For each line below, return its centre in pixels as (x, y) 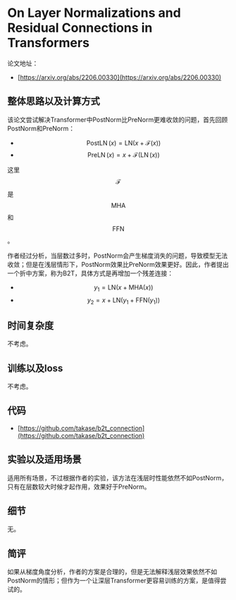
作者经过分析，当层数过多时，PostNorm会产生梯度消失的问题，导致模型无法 (117, 256)
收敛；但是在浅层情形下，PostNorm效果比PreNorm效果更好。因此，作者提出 (118, 264)
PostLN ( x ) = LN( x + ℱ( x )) (124, 143)
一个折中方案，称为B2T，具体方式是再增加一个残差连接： (91, 273)
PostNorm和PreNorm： (41, 128)
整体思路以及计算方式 (54, 101)
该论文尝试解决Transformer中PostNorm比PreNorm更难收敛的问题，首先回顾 (118, 119)
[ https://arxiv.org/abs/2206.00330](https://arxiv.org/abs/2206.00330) (119, 77)
